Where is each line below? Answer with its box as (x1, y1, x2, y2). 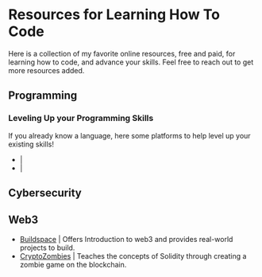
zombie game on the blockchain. (19, 259, 127, 269)
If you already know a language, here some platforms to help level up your (8, 131, 252, 140)
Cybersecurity (8, 186, 82, 200)
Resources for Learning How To (8, 6, 221, 24)
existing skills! (8, 139, 54, 149)
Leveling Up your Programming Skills (8, 113, 154, 124)
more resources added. (8, 65, 85, 75)
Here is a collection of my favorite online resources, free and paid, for (8, 49, 236, 58)
